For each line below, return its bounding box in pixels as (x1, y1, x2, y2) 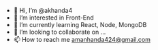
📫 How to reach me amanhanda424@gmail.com (13, 36, 151, 43)
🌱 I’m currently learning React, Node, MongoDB (13, 21, 147, 28)
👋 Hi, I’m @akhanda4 (13, 7, 73, 14)
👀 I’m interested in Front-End (13, 14, 94, 22)
